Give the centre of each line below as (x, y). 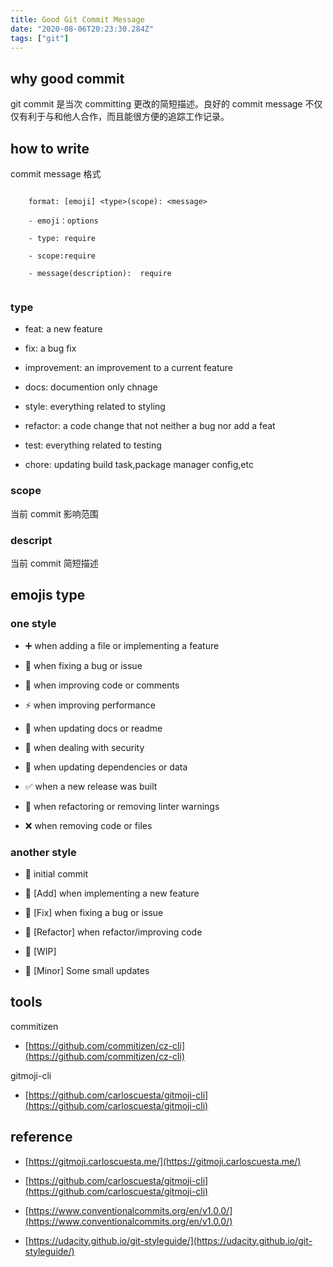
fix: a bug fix (50, 348)
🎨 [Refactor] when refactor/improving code (113, 932)
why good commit (67, 78)
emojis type (48, 595)
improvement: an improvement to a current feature (128, 368)
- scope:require (62, 256)
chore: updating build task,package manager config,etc (139, 465)
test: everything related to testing (93, 445)
